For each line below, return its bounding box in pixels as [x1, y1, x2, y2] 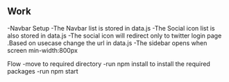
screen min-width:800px [7, 46, 78, 54]
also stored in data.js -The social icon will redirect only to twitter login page [7, 31, 222, 40]
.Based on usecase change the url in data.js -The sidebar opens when [7, 38, 207, 47]
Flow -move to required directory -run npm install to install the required [7, 59, 210, 68]
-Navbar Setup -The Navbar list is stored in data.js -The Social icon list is [7, 24, 215, 32]
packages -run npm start [7, 67, 78, 75]
